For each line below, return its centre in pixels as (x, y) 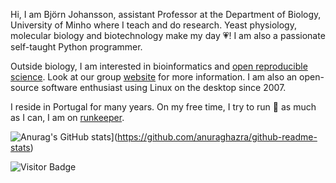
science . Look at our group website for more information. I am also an (154, 77)
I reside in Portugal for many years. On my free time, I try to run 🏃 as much (163, 107)
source (25, 87)
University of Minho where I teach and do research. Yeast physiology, (153, 25)
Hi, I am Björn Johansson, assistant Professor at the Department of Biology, (166, 14)
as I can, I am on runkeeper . (67, 117)
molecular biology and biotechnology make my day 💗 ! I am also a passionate (168, 35)
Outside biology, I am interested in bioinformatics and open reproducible (159, 66)
